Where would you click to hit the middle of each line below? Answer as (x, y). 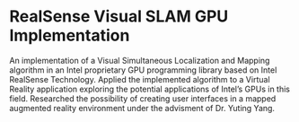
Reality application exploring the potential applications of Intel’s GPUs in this (149, 89)
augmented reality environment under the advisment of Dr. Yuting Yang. (142, 108)
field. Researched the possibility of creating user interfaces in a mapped (143, 98)
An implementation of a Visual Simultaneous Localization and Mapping (140, 60)
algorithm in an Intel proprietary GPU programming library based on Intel (143, 70)
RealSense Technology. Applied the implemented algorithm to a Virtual (140, 79)
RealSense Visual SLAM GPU (119, 17)
